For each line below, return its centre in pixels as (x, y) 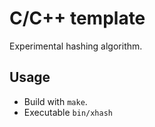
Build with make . (55, 101)
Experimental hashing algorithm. (76, 46)
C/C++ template (77, 18)
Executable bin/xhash (68, 112)
